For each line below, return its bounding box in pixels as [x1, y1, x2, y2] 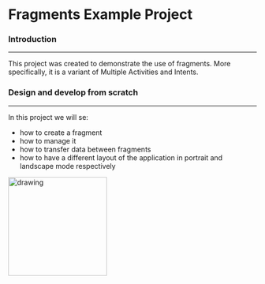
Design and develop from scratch [8, 87, 139, 98]
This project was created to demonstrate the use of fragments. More [8, 59, 231, 69]
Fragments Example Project [8, 6, 193, 24]
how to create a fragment [19, 128, 103, 137]
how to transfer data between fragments [19, 144, 151, 154]
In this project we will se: [8, 112, 89, 121]
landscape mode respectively [19, 161, 116, 170]
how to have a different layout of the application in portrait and [19, 152, 223, 163]
